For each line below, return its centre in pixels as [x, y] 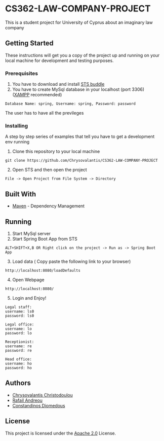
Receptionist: [20, 342]
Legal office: [20, 324]
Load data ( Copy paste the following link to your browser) [71, 261]
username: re [19, 346]
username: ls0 [20, 311]
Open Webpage [28, 280]
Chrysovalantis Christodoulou [42, 395]
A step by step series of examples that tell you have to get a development [80, 136]
